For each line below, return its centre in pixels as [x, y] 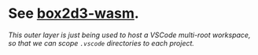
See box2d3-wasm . [74, 14]
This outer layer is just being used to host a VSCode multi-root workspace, [129, 35]
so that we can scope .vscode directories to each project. [101, 43]
